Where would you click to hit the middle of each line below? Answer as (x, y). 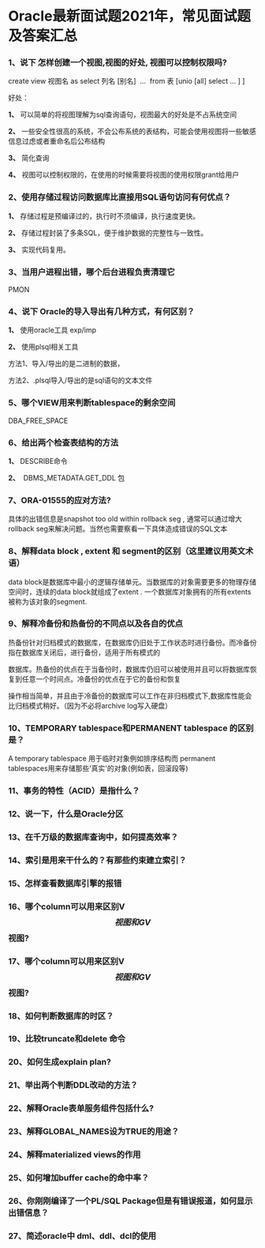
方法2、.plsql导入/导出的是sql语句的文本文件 (80, 380)
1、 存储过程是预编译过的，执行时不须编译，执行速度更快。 (104, 216)
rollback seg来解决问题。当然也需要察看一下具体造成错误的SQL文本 (118, 529)
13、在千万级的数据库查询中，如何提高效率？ (93, 837)
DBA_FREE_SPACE (38, 420)
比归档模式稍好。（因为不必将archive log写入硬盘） (90, 705)
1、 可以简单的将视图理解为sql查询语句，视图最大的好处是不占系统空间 (123, 114)
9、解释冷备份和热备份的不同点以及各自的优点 (96, 624)
